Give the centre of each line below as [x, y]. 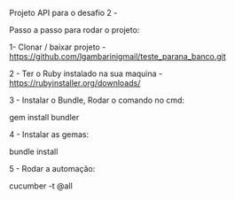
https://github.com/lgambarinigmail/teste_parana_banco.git [117, 56]
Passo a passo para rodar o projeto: [74, 30]
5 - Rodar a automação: [52, 169]
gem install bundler [44, 117]
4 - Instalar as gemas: [49, 135]
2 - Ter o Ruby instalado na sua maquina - [86, 73]
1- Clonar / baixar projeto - [58, 47]
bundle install [34, 151]
